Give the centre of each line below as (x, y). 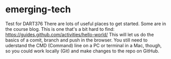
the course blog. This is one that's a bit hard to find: (60, 29)
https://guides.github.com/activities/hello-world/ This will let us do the (80, 34)
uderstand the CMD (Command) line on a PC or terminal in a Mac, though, (83, 45)
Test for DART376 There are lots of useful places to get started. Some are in (86, 24)
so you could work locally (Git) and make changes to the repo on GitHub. (82, 51)
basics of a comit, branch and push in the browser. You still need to (77, 40)
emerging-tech (38, 9)
